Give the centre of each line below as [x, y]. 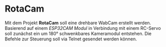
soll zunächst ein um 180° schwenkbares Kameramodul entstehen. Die [78, 33]
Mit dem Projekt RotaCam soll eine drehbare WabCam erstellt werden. [78, 23]
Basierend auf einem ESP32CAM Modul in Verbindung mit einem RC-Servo [83, 28]
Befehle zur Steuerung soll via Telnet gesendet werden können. [71, 39]
